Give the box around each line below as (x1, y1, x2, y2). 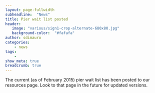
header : (5, 21, 21, 26)
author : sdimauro (5, 35, 41, 40)
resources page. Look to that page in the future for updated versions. (5, 82, 148, 88)
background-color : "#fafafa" (11, 30, 75, 35)
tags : (5, 49, 16, 54)
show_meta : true (5, 58, 39, 63)
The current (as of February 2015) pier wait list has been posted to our (5, 77, 150, 83)
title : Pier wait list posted (5, 16, 68, 21)
